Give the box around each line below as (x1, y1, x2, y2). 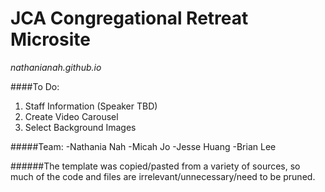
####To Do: (10, 80, 60, 92)
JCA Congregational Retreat (10, 7, 249, 30)
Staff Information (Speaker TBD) (24, 100, 158, 112)
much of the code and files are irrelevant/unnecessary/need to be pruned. (10, 170, 316, 182)
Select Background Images (24, 121, 137, 133)
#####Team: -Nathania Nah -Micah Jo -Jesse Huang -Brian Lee (10, 140, 277, 152)
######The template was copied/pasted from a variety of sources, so (10, 160, 301, 172)
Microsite (10, 28, 91, 51)
